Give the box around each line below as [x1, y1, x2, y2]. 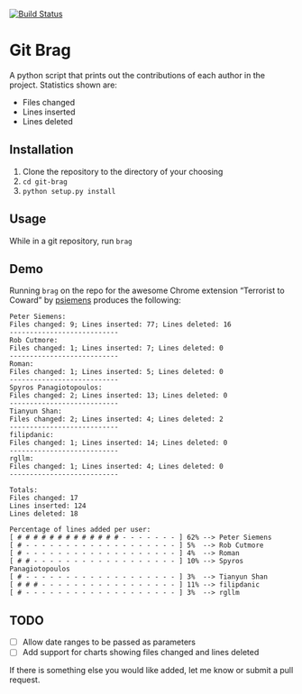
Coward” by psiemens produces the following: [9, 295, 182, 306]
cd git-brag [22, 177, 68, 187]
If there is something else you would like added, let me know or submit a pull [9, 665, 294, 676]
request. [9, 674, 41, 685]
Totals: [9, 486, 39, 495]
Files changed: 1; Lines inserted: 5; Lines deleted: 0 [9, 368, 224, 377]
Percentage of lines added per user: [9, 525, 151, 534]
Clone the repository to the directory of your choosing [22, 166, 224, 177]
